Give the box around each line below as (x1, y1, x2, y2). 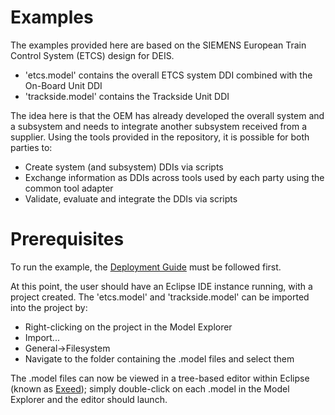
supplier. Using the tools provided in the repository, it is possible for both (10, 131, 310, 143)
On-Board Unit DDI (24, 79, 103, 91)
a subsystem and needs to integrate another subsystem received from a (10, 120, 308, 132)
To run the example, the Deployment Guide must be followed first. (10, 261, 282, 273)
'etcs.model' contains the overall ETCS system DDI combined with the (24, 69, 313, 81)
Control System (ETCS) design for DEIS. (10, 49, 175, 61)
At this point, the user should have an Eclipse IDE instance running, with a (10, 280, 313, 292)
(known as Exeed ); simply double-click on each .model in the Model (10, 382, 290, 395)
